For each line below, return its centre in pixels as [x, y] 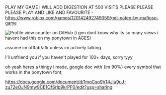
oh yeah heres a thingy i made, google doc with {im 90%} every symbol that [83, 67]
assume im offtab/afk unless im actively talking [53, 47]
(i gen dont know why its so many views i [116, 33]
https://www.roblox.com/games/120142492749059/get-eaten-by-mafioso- [82, 18]
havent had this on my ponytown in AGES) [48, 38]
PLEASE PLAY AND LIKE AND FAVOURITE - [49, 12]
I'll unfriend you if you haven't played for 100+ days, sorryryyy [69, 57]
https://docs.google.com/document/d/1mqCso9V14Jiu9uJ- [66, 82]
